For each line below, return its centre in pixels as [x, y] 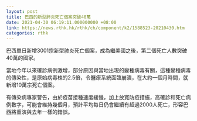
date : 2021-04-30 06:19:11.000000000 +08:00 [61, 22]
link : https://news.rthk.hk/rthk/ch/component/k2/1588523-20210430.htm [95, 28]
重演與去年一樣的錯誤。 [45, 112]
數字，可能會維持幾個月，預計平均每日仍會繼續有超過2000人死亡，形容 [97, 105]
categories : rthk [27, 33]
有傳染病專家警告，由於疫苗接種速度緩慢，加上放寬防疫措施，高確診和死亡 [96, 98]
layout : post [22, 11]
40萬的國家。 [22, 58]
